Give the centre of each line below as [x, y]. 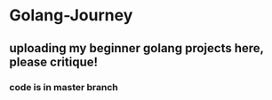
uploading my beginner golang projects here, [136, 48]
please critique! [54, 62]
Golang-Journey [71, 15]
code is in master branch [64, 87]
